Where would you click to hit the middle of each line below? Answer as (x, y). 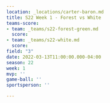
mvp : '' (16, 74)
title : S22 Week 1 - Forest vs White (54, 18)
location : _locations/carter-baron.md (55, 12)
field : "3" (20, 51)
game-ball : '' (24, 79)
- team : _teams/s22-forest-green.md (52, 29)
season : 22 (20, 62)
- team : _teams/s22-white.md (43, 40)
